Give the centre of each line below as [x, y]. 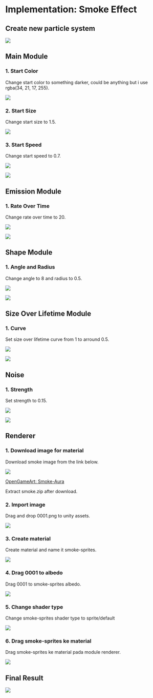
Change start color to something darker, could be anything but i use [77, 82]
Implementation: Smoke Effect [71, 9]
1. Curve [16, 328]
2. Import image [25, 505]
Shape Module [29, 253]
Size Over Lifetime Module [48, 314]
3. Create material [28, 538]
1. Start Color [22, 71]
